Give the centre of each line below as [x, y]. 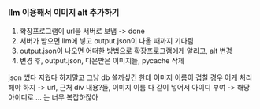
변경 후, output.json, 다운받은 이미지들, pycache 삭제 [102, 61]
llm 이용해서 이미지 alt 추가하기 [64, 12]
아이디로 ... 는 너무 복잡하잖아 [53, 97]
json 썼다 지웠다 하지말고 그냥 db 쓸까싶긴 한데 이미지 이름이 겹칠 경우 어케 [123, 77]
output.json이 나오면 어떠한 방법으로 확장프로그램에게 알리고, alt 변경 [126, 51]
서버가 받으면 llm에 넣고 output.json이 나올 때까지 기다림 [107, 41]
